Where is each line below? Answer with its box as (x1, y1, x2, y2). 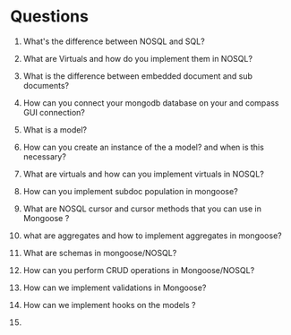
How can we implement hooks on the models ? (22, 299, 196, 310)
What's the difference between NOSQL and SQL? (22, 36, 205, 47)
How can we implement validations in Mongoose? (22, 282, 207, 293)
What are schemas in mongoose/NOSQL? (22, 247, 177, 258)
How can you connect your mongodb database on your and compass (22, 97, 279, 108)
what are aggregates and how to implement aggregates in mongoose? (22, 230, 282, 241)
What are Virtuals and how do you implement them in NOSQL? (22, 53, 253, 64)
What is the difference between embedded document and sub (22, 70, 253, 82)
